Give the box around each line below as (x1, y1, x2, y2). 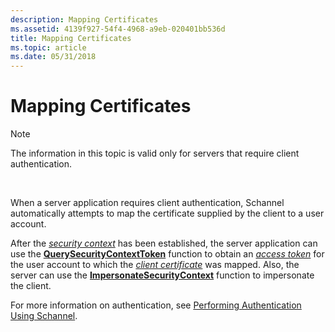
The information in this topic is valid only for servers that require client (10, 147, 300, 160)
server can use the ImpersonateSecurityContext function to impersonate (10, 269, 315, 281)
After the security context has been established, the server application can (10, 237, 318, 250)
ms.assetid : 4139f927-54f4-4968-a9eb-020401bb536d (10, 24, 226, 34)
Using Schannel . (10, 310, 78, 322)
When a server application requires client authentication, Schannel (10, 197, 285, 209)
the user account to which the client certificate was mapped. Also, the (10, 259, 300, 271)
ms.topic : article (10, 42, 87, 53)
